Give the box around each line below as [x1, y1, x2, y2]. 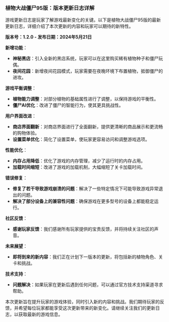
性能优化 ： [5, 147, 28, 153]
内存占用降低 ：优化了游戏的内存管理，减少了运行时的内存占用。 [12, 158, 145, 164]
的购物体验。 [12, 130, 39, 136]
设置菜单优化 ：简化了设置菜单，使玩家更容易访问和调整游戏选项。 [12, 136, 150, 143]
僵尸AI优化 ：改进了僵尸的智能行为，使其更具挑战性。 [12, 102, 124, 108]
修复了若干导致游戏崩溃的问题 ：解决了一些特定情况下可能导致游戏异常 [12, 186, 159, 192]
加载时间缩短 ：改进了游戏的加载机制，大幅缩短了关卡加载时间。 [12, 164, 145, 170]
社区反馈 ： [5, 215, 28, 221]
